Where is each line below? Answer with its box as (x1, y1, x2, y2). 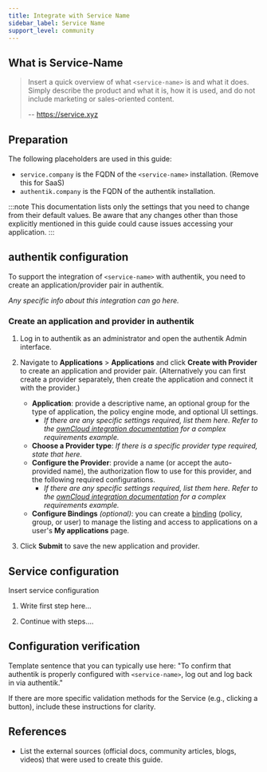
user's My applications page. (31, 526, 130, 536)
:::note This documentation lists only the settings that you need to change (8, 202, 249, 212)
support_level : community (8, 26, 94, 34)
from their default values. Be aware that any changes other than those (8, 211, 238, 220)
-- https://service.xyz (27, 109, 98, 120)
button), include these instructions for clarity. (8, 702, 156, 711)
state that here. (31, 449, 82, 459)
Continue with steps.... (19, 616, 94, 626)
